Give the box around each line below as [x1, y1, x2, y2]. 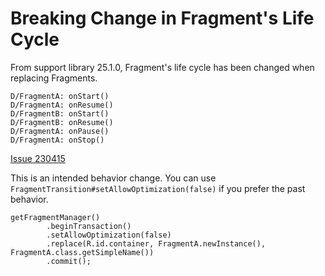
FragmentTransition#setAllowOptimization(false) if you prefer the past [10, 182, 306, 194]
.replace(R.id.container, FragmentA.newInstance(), [46, 238, 267, 249]
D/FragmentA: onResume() [10, 100, 114, 110]
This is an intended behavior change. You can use [10, 172, 217, 184]
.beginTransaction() [46, 221, 132, 231]
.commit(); [46, 256, 92, 266]
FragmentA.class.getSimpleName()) [10, 247, 155, 257]
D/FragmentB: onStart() [10, 108, 110, 119]
